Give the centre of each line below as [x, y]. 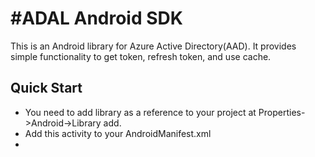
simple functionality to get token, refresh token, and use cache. [141, 56]
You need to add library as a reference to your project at [140, 112]
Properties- [282, 112]
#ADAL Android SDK [96, 18]
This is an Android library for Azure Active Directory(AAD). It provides [153, 46]
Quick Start [46, 88]
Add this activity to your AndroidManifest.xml [118, 133]
